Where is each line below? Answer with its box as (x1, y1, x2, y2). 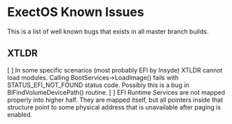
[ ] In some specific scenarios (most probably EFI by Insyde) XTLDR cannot (7, 65, 223, 74)
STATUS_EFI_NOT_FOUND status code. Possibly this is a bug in (7, 81, 190, 89)
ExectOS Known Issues (7, 4, 144, 20)
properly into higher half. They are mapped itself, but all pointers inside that (7, 95, 224, 104)
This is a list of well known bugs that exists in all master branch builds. (7, 27, 209, 36)
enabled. (7, 110, 33, 118)
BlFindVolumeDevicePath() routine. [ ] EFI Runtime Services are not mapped (7, 88, 225, 96)
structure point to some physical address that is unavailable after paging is (7, 102, 222, 111)
